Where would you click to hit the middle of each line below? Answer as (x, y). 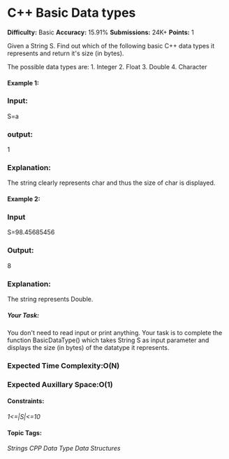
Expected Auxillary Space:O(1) (60, 384)
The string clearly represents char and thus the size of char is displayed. (111, 183)
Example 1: (23, 83)
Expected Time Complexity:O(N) (64, 365)
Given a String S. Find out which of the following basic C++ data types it (111, 45)
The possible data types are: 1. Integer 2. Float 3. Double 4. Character (107, 66)
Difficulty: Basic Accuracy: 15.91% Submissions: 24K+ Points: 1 (101, 32)
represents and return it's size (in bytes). (66, 53)
